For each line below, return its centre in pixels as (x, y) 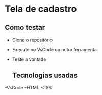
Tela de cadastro (41, 9)
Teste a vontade (29, 59)
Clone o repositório (32, 40)
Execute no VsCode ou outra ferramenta (55, 50)
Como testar (25, 28)
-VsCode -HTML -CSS (28, 87)
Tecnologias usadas (45, 75)
